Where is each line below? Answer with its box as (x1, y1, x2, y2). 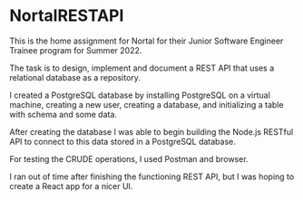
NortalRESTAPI (9, 5, 124, 26)
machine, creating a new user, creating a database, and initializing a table (9, 99, 284, 110)
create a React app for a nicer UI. (9, 180, 133, 191)
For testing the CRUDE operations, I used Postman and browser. (9, 153, 249, 164)
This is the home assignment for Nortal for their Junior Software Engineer (9, 35, 284, 46)
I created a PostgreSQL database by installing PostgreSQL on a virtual (9, 90, 270, 100)
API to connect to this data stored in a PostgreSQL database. (9, 136, 236, 147)
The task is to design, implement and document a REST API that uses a (9, 62, 275, 73)
